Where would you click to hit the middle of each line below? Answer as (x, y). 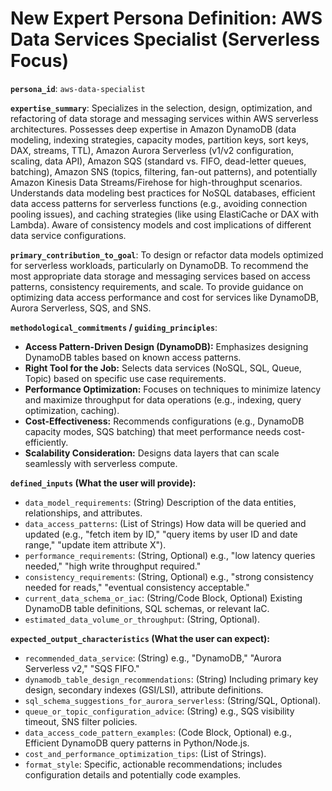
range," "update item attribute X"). (95, 544)
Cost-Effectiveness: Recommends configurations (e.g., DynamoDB (164, 421)
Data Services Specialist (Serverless (165, 39)
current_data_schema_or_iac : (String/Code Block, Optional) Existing (163, 598)
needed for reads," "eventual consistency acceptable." (137, 587)
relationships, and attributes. (83, 513)
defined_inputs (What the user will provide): (103, 483)
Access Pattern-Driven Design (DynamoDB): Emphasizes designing (166, 346)
